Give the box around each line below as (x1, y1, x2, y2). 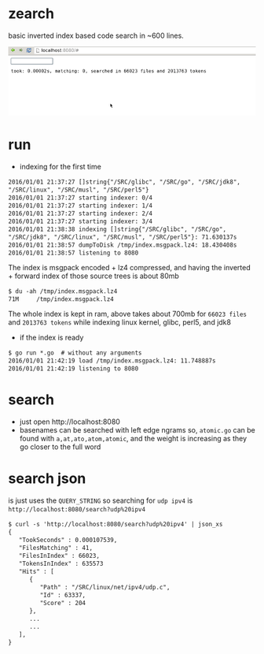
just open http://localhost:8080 (19, 417, 120, 426)
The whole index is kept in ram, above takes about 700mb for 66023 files (8, 309, 247, 318)
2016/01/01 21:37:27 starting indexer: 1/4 (8, 202, 153, 210)
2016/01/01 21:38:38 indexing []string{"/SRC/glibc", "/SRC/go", (8, 225, 226, 233)
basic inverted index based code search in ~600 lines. (8, 31, 185, 40)
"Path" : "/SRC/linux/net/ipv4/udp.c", (39, 583, 170, 591)
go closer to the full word (19, 442, 101, 451)
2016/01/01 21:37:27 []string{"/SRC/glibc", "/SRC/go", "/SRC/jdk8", (8, 178, 241, 186)
